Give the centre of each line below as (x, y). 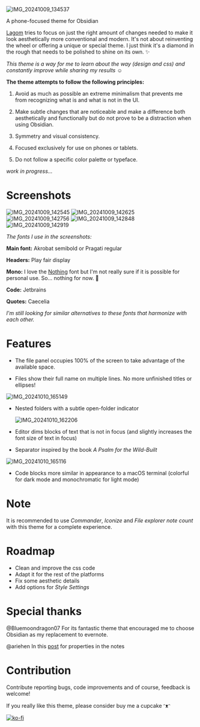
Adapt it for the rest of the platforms (59, 574)
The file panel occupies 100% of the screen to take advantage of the (100, 360)
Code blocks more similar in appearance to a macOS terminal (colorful (102, 473)
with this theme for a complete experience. (59, 526)
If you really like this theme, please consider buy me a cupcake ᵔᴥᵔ (88, 705)
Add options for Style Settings (52, 587)
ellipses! (25, 385)
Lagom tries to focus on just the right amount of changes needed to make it (100, 33)
